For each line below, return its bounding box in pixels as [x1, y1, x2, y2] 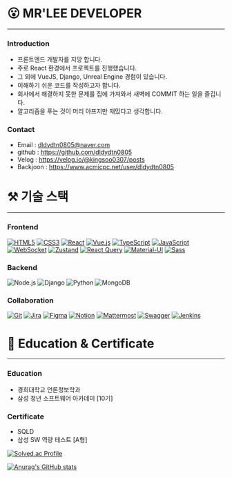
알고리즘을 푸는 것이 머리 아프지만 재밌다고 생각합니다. [17, 107, 164, 115]
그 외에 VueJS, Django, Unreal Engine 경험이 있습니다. [17, 73, 168, 81]
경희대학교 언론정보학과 [17, 385, 81, 394]
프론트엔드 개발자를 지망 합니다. [17, 55, 102, 64]
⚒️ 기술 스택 [7, 189, 69, 204]
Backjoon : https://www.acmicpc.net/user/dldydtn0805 [17, 162, 175, 171]
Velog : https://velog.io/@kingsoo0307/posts [17, 155, 145, 164]
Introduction [7, 39, 50, 48]
